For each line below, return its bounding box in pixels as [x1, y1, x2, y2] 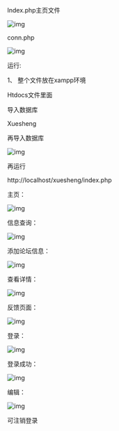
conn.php [7, 33, 35, 42]
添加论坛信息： [7, 247, 50, 255]
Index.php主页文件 [7, 6, 61, 14]
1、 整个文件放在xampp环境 [7, 76, 86, 84]
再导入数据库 [7, 134, 44, 142]
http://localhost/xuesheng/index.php [7, 176, 112, 184]
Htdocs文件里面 [7, 91, 53, 99]
